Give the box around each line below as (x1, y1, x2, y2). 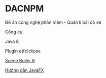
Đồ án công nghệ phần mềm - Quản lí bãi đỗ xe (5, 19, 102, 25)
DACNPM (5, 3, 44, 14)
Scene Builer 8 (5, 57, 35, 63)
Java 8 (5, 38, 19, 44)
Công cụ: (5, 29, 24, 35)
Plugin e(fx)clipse (5, 48, 41, 54)
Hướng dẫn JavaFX (5, 67, 44, 73)
